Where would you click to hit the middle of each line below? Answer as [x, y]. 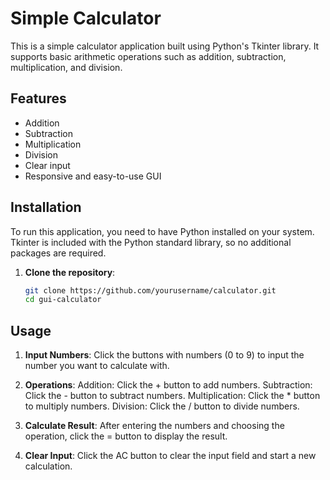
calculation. [48, 466]
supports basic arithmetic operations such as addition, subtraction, [148, 56]
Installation [46, 207]
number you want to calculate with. [97, 366]
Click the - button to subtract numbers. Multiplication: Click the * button [172, 396]
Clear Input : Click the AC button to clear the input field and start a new [170, 456]
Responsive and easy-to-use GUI [93, 176]
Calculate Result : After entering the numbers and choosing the [154, 426]
